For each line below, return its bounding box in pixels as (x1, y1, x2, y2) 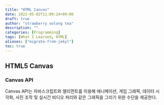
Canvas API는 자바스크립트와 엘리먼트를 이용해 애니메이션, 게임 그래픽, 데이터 (5, 88, 155, 94)
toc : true (5, 44, 26, 49)
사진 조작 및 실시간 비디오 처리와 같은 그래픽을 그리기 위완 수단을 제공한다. (15, 94, 158, 101)
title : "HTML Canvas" (5, 7, 50, 12)
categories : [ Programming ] (5, 30, 61, 35)
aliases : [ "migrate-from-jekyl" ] (5, 39, 74, 44)
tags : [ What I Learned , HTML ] (5, 35, 67, 40)
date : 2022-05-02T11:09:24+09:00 (5, 12, 74, 17)
